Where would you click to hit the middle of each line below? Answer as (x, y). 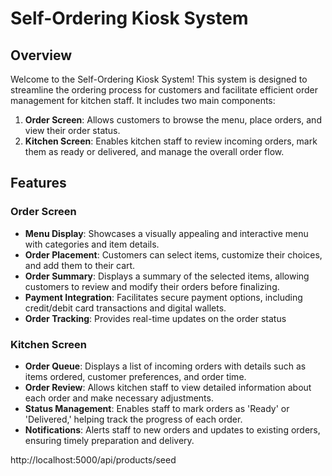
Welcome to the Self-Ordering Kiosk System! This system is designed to (159, 79)
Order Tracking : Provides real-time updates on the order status (155, 318)
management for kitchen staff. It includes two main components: (143, 100)
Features (38, 183)
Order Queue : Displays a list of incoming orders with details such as (165, 366)
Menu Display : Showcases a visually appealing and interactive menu (166, 233)
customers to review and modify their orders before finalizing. (152, 286)
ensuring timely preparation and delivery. (109, 440)
